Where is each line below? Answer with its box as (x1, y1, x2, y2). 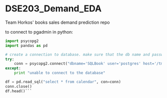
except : (5, 66, 21, 71)
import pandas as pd (5, 43, 48, 48)
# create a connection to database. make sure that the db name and (5, 52, 150, 57)
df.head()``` (5, 89, 32, 94)
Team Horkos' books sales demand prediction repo (5, 19, 110, 25)
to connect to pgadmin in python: (5, 29, 74, 35)
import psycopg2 (5, 38, 39, 44)
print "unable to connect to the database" (14, 70, 106, 76)
